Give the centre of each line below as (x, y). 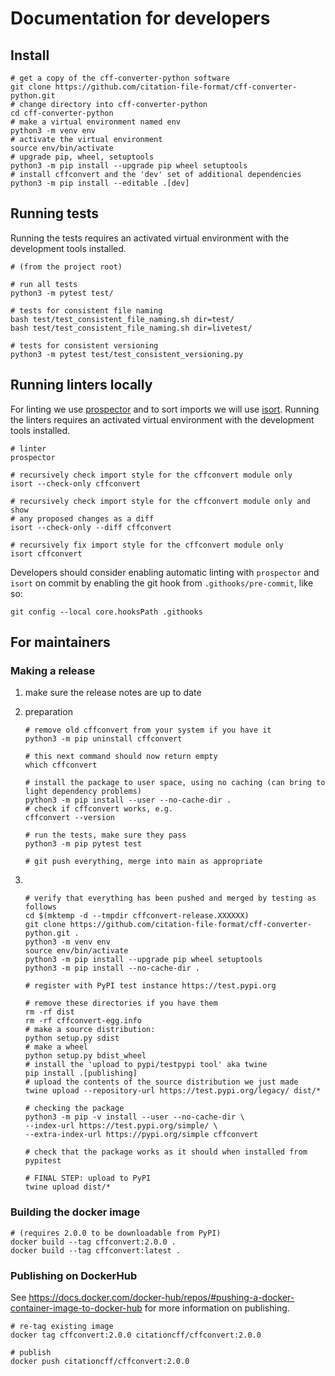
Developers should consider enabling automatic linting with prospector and (165, 572)
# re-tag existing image (62, 1326)
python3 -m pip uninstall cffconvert (103, 739)
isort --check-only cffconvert (75, 483)
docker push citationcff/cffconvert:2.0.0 (100, 1361)
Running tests (55, 213)
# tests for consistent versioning (84, 345)
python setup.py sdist (72, 1038)
